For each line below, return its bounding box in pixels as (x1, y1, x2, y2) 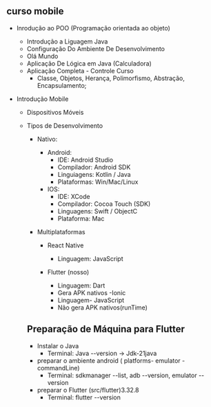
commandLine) (37, 363, 80, 372)
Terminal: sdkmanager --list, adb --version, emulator (47, 371, 197, 379)
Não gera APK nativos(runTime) (57, 303, 148, 312)
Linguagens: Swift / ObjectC (57, 207, 138, 215)
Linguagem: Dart (57, 281, 105, 290)
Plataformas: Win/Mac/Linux (57, 178, 139, 186)
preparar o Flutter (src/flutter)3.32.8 (37, 386, 139, 394)
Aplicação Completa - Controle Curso (26, 66, 134, 75)
